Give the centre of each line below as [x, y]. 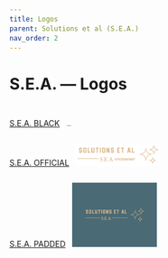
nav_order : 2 [34, 38]
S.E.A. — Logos [69, 83]
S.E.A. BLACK [35, 124]
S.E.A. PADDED [37, 244]
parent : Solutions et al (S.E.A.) [75, 28]
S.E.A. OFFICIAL [39, 163]
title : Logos [34, 19]
